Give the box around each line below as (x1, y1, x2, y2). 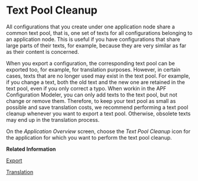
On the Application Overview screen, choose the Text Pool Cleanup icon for (6, 128, 191, 135)
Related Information (6, 146, 56, 153)
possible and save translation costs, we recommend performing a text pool (6, 104, 189, 111)
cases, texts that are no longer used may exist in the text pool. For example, (6, 72, 190, 79)
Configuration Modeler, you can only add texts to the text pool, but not (6, 91, 177, 98)
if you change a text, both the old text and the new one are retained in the (6, 78, 185, 86)
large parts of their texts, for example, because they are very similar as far (6, 42, 187, 49)
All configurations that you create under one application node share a (6, 23, 176, 30)
